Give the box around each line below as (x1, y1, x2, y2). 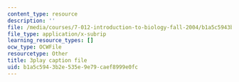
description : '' (7, 17, 55, 24)
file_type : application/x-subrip (7, 30, 107, 38)
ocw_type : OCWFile (7, 43, 62, 51)
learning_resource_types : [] (7, 37, 94, 44)
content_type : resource (7, 10, 78, 18)
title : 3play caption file (7, 57, 87, 64)
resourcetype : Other (7, 51, 69, 58)
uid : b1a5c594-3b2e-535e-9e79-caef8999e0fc (7, 63, 139, 71)
